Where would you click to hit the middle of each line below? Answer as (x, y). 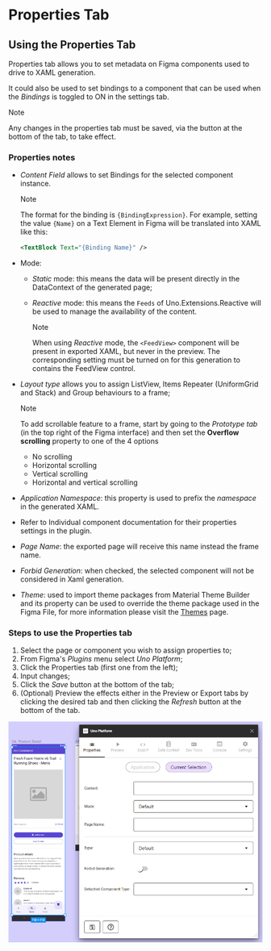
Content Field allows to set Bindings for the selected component (127, 175)
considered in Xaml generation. (72, 579)
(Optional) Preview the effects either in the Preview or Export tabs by (134, 693)
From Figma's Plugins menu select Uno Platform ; (101, 659)
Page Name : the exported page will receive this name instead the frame (140, 547)
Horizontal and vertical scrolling (85, 482)
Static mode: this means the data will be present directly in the (136, 279)
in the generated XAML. (59, 507)
